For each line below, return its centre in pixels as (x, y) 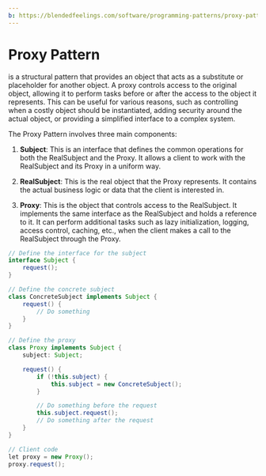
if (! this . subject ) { (72, 376)
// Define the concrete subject (61, 289)
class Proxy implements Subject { (65, 348)
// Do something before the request (97, 406)
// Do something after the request (95, 421)
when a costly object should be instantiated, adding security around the (125, 110)
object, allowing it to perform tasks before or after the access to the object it (133, 93)
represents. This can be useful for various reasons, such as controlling (123, 102)
